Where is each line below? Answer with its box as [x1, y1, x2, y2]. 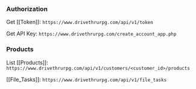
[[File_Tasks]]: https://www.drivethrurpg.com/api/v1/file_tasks [6, 76, 167, 83]
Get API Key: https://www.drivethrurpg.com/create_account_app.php [6, 30, 177, 37]
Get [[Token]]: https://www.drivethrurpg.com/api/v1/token [6, 19, 154, 26]
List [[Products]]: [6, 59, 48, 66]
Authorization [6, 5, 48, 13]
